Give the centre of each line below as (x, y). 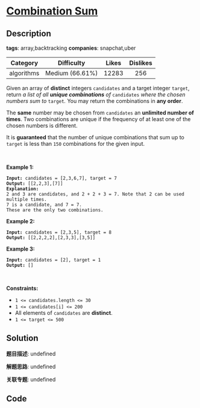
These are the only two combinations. (55, 210)
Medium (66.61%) (71, 73)
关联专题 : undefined (31, 379)
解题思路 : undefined (31, 366)
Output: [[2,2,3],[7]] (35, 183)
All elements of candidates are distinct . (64, 313)
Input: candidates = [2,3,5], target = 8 (59, 232)
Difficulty (71, 63)
